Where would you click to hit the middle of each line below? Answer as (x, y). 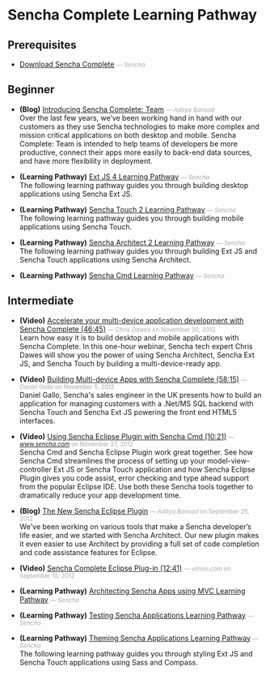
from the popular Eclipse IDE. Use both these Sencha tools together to (136, 486)
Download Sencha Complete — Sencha (82, 64)
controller (35, 469)
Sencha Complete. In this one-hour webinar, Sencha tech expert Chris (136, 346)
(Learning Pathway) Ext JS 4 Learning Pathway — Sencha (114, 177)
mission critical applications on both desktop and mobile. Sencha (127, 135)
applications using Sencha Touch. (76, 226)
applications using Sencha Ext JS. (76, 194)
